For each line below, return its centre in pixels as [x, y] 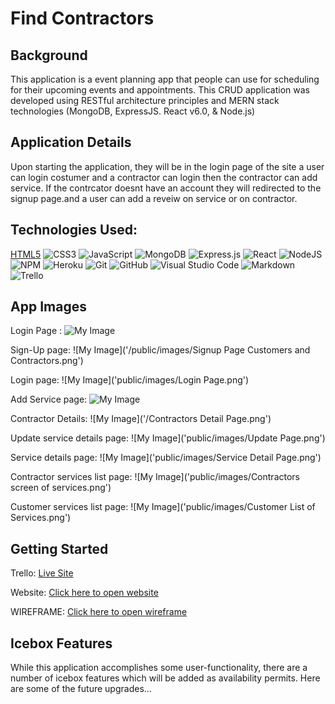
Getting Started [59, 548]
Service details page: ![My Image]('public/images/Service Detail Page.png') [166, 458]
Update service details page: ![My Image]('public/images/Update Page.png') [168, 438]
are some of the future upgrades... [81, 689]
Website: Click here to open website [84, 593]
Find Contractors [82, 18]
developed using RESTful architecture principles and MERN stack [145, 100]
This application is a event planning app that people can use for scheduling [165, 79]
